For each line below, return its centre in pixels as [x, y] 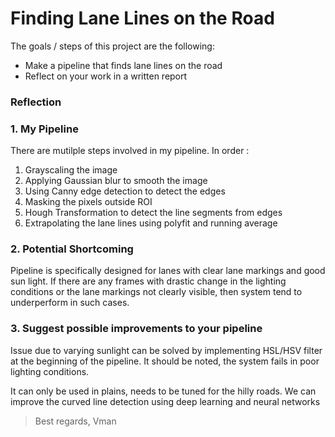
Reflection [36, 102]
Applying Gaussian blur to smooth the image [116, 181]
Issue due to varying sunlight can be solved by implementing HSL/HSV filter [166, 350]
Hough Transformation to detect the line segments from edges [153, 213]
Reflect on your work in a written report [106, 76]
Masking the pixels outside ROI [88, 202]
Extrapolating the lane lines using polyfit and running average [151, 223]
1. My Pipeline [44, 129]
